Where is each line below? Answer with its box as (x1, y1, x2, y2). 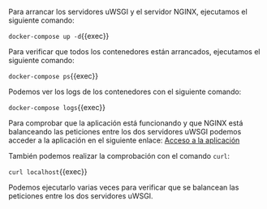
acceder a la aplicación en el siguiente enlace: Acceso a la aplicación (8, 135, 240, 145)
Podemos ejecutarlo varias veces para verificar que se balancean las (8, 182, 239, 192)
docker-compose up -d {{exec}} (8, 32, 110, 41)
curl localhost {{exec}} (8, 167, 88, 177)
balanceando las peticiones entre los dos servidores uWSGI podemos (8, 127, 242, 136)
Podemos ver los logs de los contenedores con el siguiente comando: (8, 87, 242, 96)
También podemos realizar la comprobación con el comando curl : (8, 151, 230, 160)
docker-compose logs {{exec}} (8, 103, 106, 112)
